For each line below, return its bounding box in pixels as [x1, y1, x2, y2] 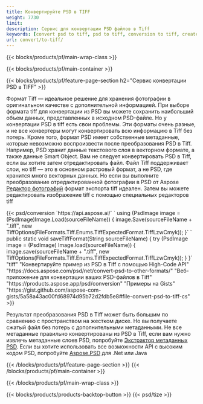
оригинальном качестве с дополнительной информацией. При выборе [6, 101, 190, 109]
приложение [6, 274, 39, 281]
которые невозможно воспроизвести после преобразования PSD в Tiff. [6, 140, 192, 147]
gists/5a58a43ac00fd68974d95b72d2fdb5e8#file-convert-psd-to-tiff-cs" [6, 293, 190, 300]
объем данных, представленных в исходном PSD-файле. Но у [6, 114, 167, 121]
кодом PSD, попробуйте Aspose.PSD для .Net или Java [6, 350, 147, 356]
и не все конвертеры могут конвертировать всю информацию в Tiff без [6, 127, 193, 134]
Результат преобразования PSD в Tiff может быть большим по [6, 311, 169, 318]
